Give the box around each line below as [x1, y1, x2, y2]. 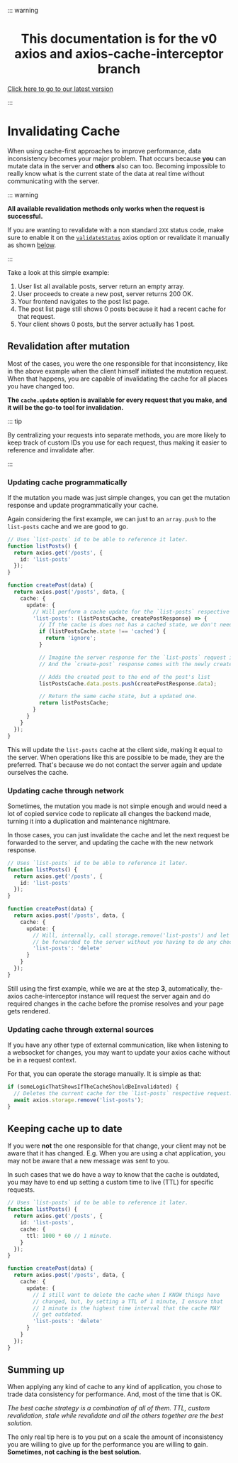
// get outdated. [33, 1311, 84, 1318]
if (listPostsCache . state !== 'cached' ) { [38, 628, 166, 635]
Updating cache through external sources [7, 1024, 154, 1034]
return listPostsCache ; [38, 700, 110, 707]
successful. [7, 212, 43, 220]
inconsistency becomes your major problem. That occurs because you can [7, 154, 227, 163]
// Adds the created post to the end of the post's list [38, 673, 211, 680]
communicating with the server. [7, 177, 100, 185]
